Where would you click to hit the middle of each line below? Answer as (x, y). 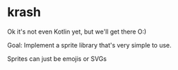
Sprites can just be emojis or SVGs (57, 58)
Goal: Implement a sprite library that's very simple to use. (90, 45)
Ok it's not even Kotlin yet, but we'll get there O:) (77, 31)
